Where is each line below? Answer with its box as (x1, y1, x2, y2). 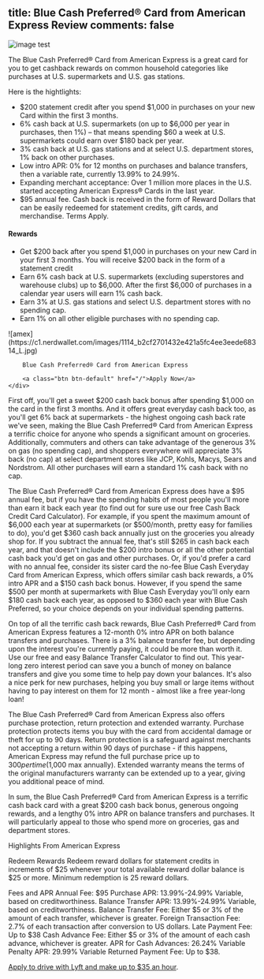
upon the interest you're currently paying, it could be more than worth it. (8, 645, 243, 654)
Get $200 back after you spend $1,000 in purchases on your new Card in (19, 247, 257, 256)
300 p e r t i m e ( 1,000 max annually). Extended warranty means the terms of (8, 760, 245, 770)
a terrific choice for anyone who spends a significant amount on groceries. (8, 429, 251, 439)
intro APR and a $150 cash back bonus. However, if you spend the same (8, 579, 243, 589)
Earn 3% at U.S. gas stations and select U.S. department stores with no (19, 297, 251, 307)
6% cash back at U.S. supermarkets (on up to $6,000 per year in (19, 118, 230, 129)
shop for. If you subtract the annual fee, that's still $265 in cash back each (8, 536, 250, 547)
